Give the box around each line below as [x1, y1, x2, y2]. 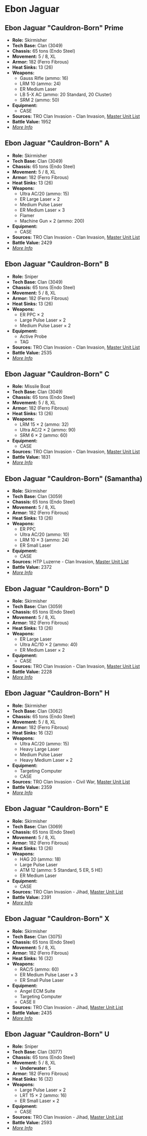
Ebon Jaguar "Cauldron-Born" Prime [5, 24, 124, 32]
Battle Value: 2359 [12, 784, 52, 790]
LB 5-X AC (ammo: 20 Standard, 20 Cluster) [19, 92, 112, 97]
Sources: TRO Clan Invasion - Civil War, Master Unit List [12, 779, 130, 785]
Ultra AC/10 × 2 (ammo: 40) [19, 641, 78, 648]
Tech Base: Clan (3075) [12, 933, 63, 939]
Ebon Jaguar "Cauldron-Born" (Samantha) [5, 474, 143, 483]
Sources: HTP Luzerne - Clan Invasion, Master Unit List [12, 559, 129, 565]
